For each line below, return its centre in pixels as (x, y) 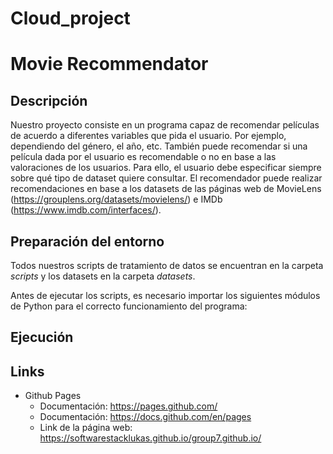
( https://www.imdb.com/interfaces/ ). (86, 210)
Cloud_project (70, 18)
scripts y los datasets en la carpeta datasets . (103, 276)
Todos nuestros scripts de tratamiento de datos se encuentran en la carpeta (167, 265)
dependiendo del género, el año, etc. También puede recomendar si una (159, 146)
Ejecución (42, 337)
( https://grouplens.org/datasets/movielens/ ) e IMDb (116, 199)
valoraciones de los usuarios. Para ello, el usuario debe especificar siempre (166, 168)
